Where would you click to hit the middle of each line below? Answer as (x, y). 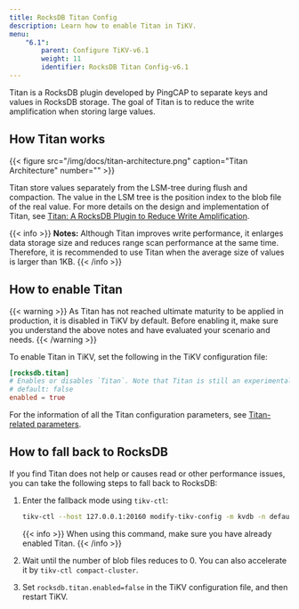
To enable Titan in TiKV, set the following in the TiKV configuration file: (139, 356)
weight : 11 (61, 59)
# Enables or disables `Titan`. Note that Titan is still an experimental (151, 381)
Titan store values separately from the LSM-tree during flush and (128, 187)
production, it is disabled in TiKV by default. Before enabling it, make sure (144, 321)
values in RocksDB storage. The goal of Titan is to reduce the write (132, 101)
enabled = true (37, 398)
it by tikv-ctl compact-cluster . (80, 570)
